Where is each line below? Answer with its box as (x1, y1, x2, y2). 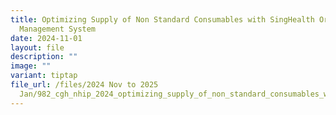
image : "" (10, 61, 52, 71)
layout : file (10, 42, 65, 53)
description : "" (10, 52, 78, 62)
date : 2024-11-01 (10, 33, 83, 43)
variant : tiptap (10, 71, 78, 81)
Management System (19, 24, 97, 34)
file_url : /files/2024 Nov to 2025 (10, 80, 159, 90)
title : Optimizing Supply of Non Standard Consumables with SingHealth (10, 14, 315, 25)
